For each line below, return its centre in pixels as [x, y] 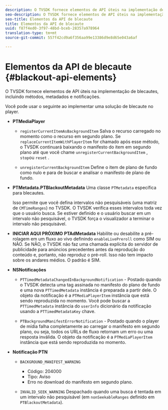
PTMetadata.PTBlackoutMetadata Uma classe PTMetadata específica [84, 187]
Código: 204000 [44, 371]
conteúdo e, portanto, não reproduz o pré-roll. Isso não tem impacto [83, 254]
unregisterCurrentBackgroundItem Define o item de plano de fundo [88, 167]
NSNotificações [29, 269]
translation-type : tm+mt [31, 33]
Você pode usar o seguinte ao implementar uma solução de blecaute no [79, 106]
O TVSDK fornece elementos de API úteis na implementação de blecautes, [82, 91]
